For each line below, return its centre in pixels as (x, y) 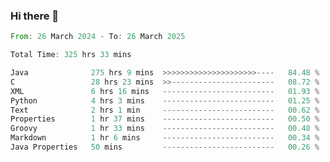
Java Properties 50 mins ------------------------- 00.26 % (165, 147)
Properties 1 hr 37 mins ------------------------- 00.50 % (165, 119)
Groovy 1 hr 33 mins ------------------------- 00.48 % (165, 129)
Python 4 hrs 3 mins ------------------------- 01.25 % (165, 100)
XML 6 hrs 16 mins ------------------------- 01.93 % (165, 91)
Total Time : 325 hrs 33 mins (71, 55)
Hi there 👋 (35, 16)
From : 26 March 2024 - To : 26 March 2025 (98, 37)
